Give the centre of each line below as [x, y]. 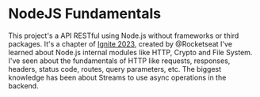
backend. [23, 86]
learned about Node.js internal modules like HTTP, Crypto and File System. [130, 52]
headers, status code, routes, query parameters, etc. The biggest [115, 69]
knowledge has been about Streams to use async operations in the [117, 77]
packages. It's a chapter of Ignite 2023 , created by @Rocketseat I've [120, 43]
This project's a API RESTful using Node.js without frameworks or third [124, 35]
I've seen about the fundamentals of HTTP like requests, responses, [119, 61]
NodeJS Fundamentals [85, 14]
